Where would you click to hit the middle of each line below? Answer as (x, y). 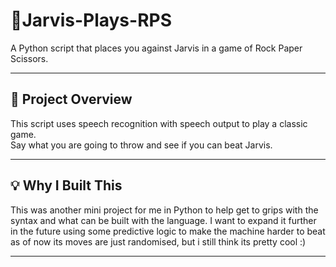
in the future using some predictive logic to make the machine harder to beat (168, 231)
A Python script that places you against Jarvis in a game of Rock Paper (156, 48)
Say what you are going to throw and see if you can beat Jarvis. (141, 145)
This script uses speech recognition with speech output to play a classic (159, 123)
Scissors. (29, 58)
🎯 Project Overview (71, 99)
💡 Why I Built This (66, 185)
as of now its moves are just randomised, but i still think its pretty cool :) (158, 241)
